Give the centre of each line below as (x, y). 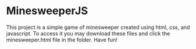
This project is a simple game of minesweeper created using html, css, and (98, 27)
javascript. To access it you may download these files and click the (88, 33)
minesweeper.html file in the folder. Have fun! (62, 40)
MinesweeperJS (47, 11)
